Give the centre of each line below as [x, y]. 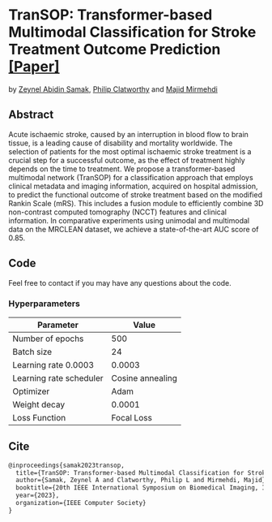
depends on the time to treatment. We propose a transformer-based [122, 169]
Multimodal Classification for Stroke [132, 32]
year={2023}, [38, 496]
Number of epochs [48, 339]
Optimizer [31, 391]
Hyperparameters [45, 304]
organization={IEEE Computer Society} [81, 503]
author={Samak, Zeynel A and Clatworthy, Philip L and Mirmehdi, [128, 481]
